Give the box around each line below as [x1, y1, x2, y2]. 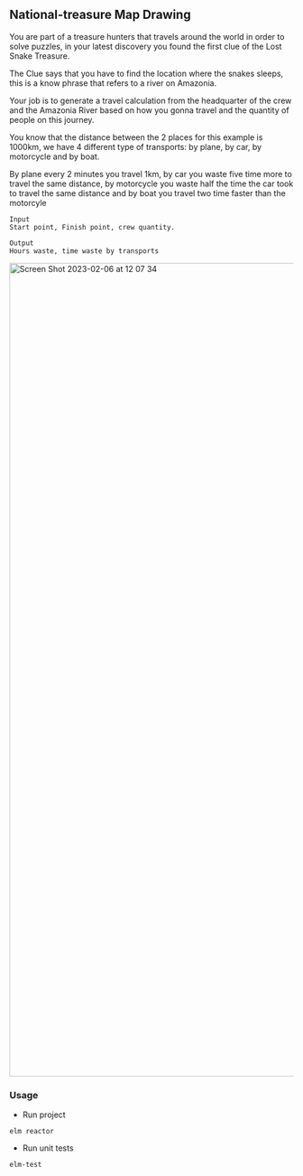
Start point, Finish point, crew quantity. [9, 222, 176, 231]
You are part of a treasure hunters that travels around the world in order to [9, 31, 285, 42]
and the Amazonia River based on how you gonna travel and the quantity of [9, 104, 290, 116]
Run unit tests [22, 1143, 74, 1153]
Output [9, 239, 34, 248]
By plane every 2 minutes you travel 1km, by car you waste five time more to [9, 168, 293, 179]
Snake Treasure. [9, 50, 70, 61]
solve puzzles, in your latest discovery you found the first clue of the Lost [9, 41, 282, 52]
